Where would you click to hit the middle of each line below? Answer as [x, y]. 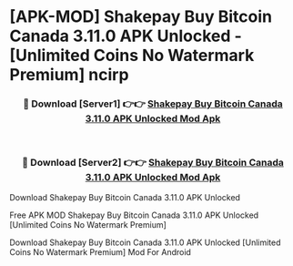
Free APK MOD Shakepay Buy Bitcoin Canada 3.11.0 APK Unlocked [134, 215]
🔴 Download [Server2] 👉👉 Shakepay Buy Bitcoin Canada [153, 163]
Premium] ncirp [69, 75]
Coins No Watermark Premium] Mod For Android [100, 251]
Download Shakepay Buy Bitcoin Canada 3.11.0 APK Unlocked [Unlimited [145, 242]
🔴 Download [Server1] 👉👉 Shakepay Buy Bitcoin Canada [153, 104]
